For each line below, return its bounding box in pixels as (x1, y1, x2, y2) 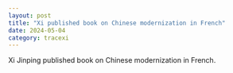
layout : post (8, 11, 52, 20)
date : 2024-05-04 (8, 26, 66, 34)
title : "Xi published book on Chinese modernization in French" (8, 19, 226, 27)
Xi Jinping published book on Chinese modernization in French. (8, 56, 216, 65)
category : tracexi (8, 33, 69, 42)
